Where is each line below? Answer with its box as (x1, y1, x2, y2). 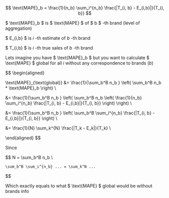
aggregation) (5, 25, 32, 31)
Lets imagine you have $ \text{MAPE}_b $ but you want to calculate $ (5, 55, 150, 61)
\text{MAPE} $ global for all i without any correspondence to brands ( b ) (5, 60, 154, 66)
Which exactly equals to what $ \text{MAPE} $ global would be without (5, 183, 152, 189)
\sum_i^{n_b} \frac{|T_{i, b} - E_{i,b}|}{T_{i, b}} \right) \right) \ (5, 100, 132, 106)
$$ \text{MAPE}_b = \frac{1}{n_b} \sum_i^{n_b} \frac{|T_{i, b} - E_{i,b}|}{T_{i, (5, 5, 164, 11)
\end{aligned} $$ (5, 135, 41, 141)
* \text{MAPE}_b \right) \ (5, 85, 57, 91)
